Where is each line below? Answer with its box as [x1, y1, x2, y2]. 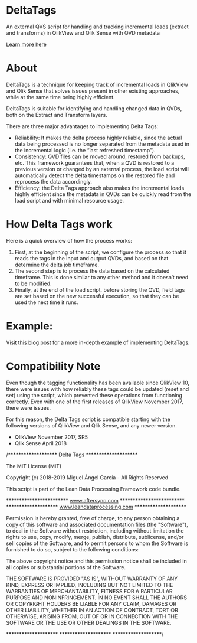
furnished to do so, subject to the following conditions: [6, 546, 139, 553]
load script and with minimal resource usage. [14, 197, 124, 204]
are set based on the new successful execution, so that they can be [14, 292, 179, 299]
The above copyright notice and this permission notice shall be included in [6, 557, 187, 564]
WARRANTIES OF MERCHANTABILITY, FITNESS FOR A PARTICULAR [6, 587, 173, 595]
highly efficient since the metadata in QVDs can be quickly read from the [14, 190, 192, 198]
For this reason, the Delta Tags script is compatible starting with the [6, 416, 171, 423]
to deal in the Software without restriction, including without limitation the [6, 527, 184, 534]
